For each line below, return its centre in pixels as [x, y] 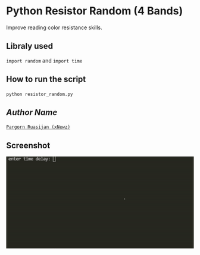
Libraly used [30, 46]
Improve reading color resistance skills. [54, 27]
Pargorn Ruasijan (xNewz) [38, 127]
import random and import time [44, 60]
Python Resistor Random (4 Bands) [95, 11]
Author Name [32, 112]
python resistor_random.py [40, 94]
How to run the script [46, 80]
